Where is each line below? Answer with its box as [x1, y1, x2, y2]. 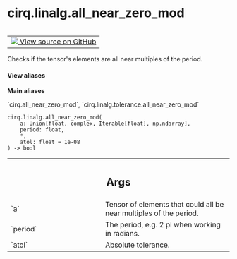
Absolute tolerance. [105, 240, 171, 250]
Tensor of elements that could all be [105, 199, 224, 209]
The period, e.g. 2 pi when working [105, 219, 221, 229]
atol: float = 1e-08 [20, 139, 80, 146]
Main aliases [7, 87, 45, 95]
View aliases [7, 71, 46, 79]
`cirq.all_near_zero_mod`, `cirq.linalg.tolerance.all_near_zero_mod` [7, 100, 200, 109]
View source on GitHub [20, 37, 97, 47]
